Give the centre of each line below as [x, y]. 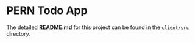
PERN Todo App [47, 11]
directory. [18, 33]
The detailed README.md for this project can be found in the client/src [98, 27]
